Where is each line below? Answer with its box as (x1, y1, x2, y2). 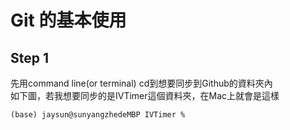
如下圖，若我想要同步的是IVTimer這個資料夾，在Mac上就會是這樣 (10, 90, 280, 101)
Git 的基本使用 (10, 9, 127, 32)
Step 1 (10, 49, 50, 66)
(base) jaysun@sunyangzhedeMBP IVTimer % (10, 110, 186, 120)
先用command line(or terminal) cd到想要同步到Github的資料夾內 (10, 77, 273, 89)
